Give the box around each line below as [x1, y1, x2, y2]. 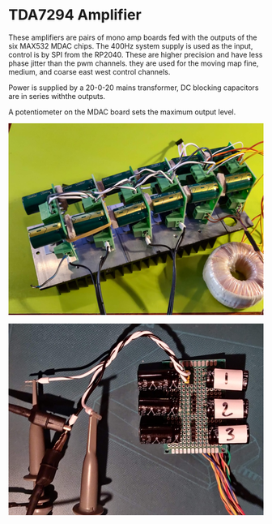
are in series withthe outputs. [8, 91, 106, 101]
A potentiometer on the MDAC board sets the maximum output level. [8, 107, 236, 117]
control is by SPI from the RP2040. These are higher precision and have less [8, 49, 263, 59]
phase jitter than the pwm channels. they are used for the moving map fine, [8, 58, 259, 68]
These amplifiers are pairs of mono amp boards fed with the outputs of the [8, 32, 257, 42]
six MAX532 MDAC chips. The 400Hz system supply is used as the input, [8, 41, 253, 50]
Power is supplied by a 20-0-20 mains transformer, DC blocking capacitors [8, 83, 259, 92]
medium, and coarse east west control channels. [8, 67, 171, 76]
